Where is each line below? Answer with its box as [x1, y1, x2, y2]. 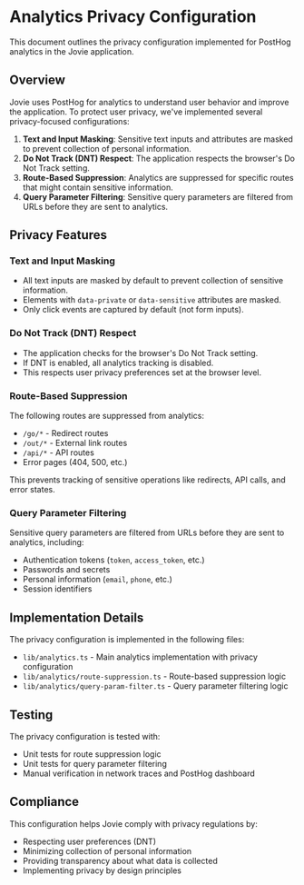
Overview [9, 73, 66, 88]
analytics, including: [9, 537, 84, 548]
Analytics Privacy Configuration [9, 6, 257, 27]
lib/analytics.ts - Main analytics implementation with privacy [22, 651, 259, 662]
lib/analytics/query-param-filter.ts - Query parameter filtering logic [22, 681, 289, 691]
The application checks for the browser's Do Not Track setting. [22, 347, 259, 358]
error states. [9, 484, 56, 495]
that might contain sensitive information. [22, 182, 174, 193]
